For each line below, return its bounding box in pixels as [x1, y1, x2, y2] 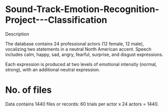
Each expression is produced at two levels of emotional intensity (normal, [5, 61, 157, 67]
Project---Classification [5, 14, 107, 26]
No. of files [5, 84, 52, 96]
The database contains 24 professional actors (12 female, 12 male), [5, 40, 144, 46]
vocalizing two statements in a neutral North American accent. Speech [5, 46, 152, 52]
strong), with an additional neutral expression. [5, 67, 101, 73]
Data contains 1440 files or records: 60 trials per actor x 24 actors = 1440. [5, 101, 159, 107]
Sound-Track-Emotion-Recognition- [5, 4, 159, 15]
